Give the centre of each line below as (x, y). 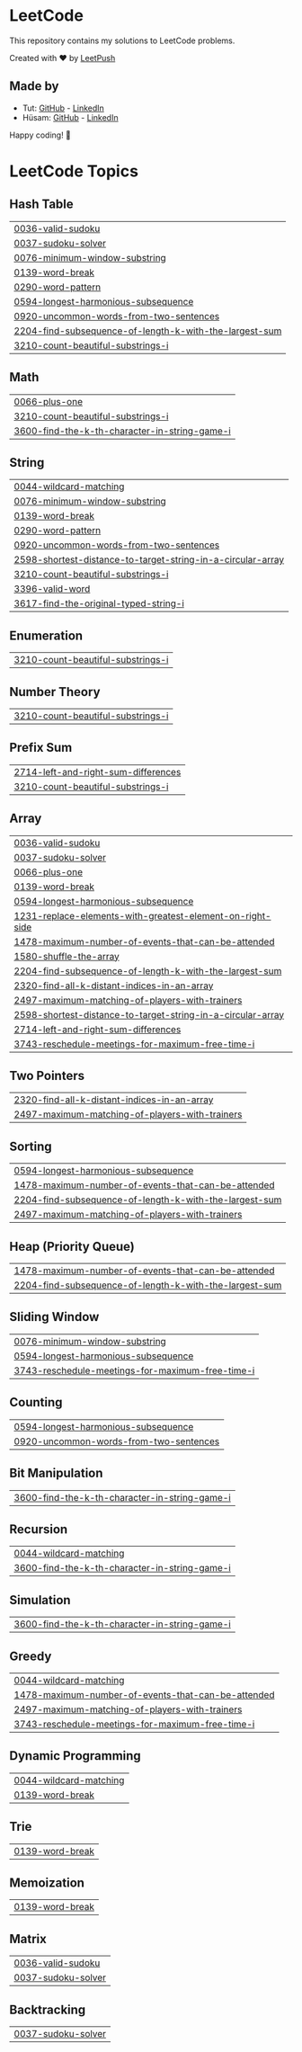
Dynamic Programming (75, 1756)
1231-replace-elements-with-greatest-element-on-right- (142, 915)
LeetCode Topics (74, 171)
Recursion (39, 1529)
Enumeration (46, 635)
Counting (36, 1402)
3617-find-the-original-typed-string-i (99, 603)
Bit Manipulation (56, 1473)
